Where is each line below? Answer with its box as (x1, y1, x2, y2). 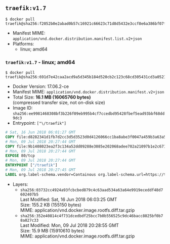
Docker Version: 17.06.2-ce (12, 83, 69, 89)
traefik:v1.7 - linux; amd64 (5, 59, 75, 66)
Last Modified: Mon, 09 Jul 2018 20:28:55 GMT (20, 222, 119, 228)
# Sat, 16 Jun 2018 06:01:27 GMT (5, 130, 76, 135)
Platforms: (12, 40, 34, 46)
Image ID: (12, 105, 33, 111)
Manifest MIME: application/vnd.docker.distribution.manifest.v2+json (12, 89, 164, 95)
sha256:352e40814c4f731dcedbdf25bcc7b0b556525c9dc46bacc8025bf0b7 (20, 213, 163, 218)
